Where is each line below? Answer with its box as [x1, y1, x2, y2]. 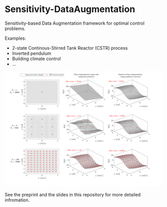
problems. [5, 25, 26, 31]
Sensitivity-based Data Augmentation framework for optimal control [5, 20, 145, 26]
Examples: [5, 35, 26, 41]
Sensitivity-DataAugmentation [5, 4, 135, 15]
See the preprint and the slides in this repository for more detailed [5, 192, 141, 198]
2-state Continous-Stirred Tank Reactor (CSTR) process [12, 45, 128, 51]
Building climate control [12, 55, 61, 61]
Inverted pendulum [12, 50, 51, 56]
